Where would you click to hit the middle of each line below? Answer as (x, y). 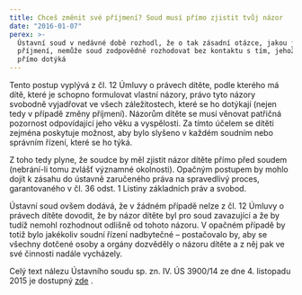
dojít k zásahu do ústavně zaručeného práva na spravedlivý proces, (135, 179)
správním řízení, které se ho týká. (71, 142)
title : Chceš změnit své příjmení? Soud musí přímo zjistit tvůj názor (146, 18)
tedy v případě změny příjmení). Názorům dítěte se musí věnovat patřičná (145, 114)
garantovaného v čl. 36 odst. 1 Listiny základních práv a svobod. (128, 188)
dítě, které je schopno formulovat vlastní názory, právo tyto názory (133, 94)
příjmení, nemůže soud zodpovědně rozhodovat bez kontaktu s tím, (144, 51)
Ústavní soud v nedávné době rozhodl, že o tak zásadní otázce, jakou (152, 43)
